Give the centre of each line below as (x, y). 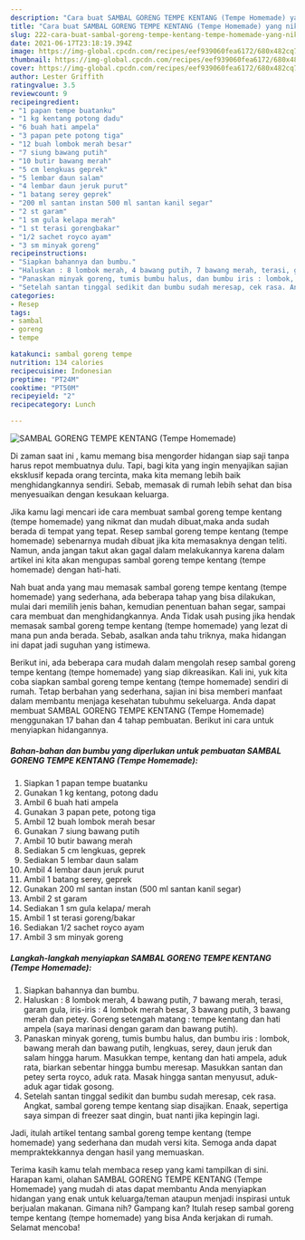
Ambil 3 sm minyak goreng (73, 937)
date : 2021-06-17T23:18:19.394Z (71, 43)
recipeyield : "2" (43, 396)
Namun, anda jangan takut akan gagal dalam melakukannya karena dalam (148, 550)
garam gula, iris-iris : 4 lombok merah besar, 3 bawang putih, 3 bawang (157, 1009)
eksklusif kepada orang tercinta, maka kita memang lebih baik (125, 475)
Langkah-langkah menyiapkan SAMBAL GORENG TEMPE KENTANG (141, 957)
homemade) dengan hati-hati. (66, 570)
